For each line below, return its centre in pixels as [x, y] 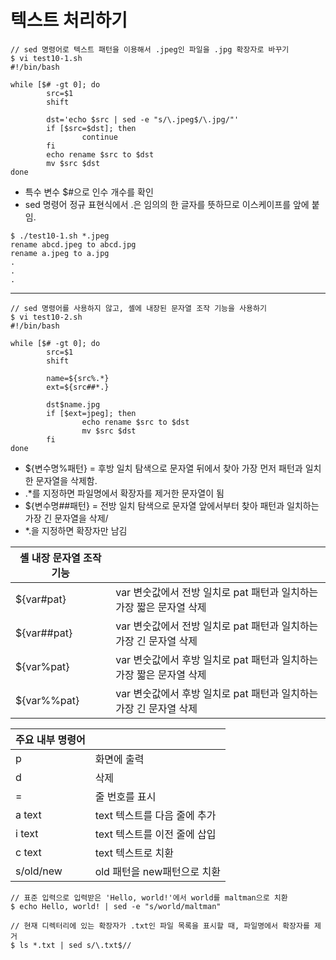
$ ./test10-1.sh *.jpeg [60, 236]
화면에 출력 [119, 759]
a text [28, 814]
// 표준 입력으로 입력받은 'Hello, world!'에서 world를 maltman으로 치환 [149, 897]
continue [99, 137]
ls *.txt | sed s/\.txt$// [75, 945]
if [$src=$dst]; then [91, 128]
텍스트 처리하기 [69, 20]
